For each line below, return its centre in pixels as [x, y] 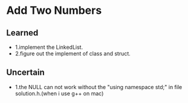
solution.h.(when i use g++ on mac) [59, 93]
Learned [22, 33]
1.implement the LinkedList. [49, 47]
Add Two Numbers [54, 11]
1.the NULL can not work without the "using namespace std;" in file [99, 87]
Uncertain [26, 73]
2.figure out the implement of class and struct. [73, 54]
